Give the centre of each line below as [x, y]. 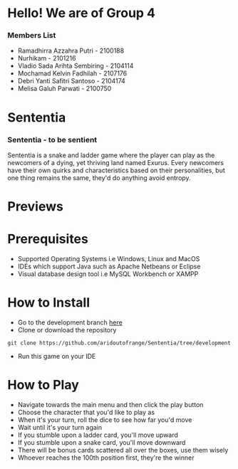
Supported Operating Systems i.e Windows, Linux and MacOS [109, 259]
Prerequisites [48, 239]
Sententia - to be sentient [52, 139]
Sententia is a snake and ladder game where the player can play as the [111, 155]
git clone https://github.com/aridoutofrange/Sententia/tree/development [119, 343]
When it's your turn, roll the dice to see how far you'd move [105, 420]
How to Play [43, 385]
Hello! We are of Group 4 [81, 13]
